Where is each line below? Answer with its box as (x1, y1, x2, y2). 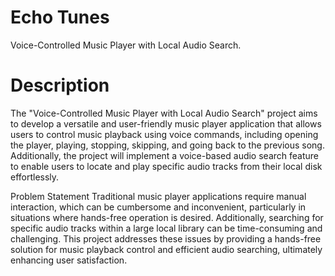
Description (10, 74, 110, 97)
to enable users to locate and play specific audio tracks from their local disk (10, 160, 323, 172)
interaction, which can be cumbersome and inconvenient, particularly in (10, 201, 307, 213)
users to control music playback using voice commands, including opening (10, 128, 319, 140)
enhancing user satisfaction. (10, 254, 128, 266)
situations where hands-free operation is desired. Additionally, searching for (10, 211, 324, 223)
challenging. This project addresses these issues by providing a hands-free (10, 232, 322, 245)
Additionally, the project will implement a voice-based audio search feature (10, 149, 319, 161)
